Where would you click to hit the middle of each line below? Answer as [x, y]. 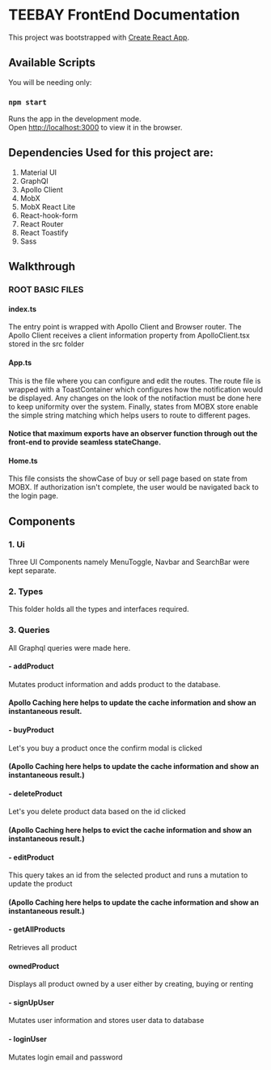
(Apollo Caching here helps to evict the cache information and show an [130, 830]
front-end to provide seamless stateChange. [85, 442]
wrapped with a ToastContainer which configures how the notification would [135, 389]
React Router [42, 223]
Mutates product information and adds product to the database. [114, 684]
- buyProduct [31, 730]
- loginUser [28, 1039]
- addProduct [31, 666]
